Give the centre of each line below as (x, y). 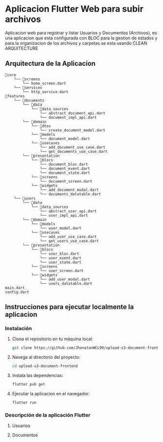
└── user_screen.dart (62, 271)
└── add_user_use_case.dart (68, 237)
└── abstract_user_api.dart (68, 211)
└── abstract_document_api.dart (72, 113)
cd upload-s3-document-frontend (45, 366)
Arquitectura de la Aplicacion (50, 64)
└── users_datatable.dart (66, 283)
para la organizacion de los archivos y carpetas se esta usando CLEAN (76, 43)
